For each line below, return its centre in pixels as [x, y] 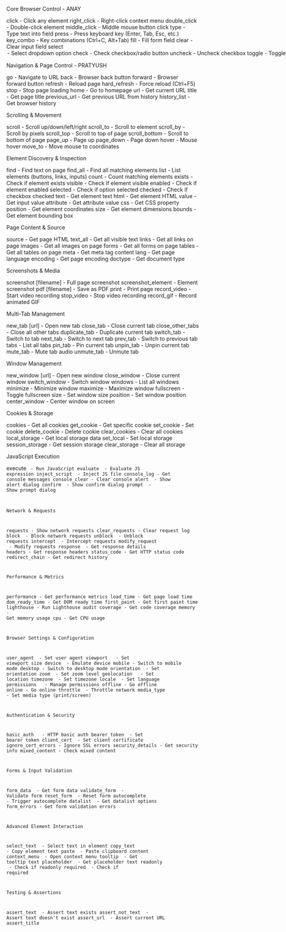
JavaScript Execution [33, 456]
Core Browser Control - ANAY [44, 9]
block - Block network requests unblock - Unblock [75, 536]
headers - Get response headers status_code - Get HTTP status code [95, 552]
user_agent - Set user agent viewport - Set [68, 658]
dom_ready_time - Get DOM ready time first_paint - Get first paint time [102, 602]
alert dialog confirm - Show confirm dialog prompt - [79, 485]
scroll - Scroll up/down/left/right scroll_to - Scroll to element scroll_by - [96, 127]
